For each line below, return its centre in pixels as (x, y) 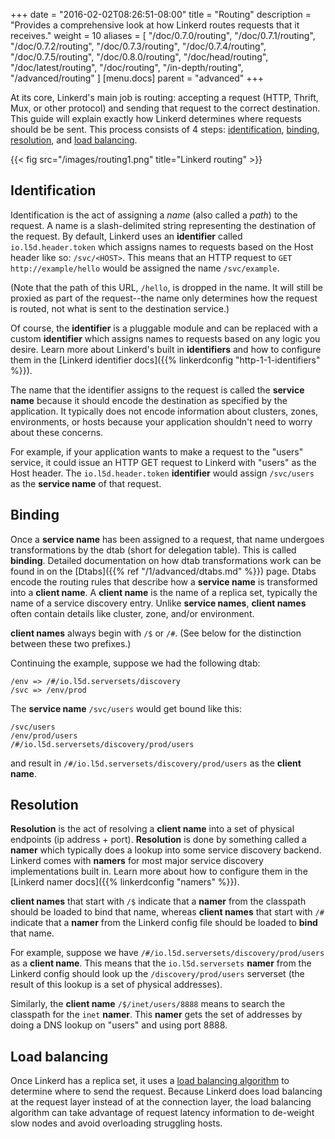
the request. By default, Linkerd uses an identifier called (126, 236)
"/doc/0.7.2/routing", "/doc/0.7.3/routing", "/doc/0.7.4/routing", (138, 46)
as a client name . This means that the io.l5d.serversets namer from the (161, 963)
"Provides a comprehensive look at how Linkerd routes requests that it (155, 25)
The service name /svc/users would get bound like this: (126, 708)
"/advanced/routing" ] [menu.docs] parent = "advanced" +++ (137, 78)
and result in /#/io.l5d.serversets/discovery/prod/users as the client (156, 763)
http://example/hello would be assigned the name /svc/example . (145, 268)
